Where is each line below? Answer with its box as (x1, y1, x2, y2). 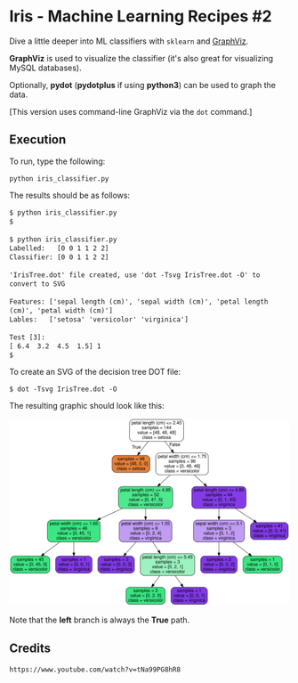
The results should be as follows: (9, 190, 131, 200)
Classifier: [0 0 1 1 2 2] (9, 252, 109, 262)
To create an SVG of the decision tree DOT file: (9, 366, 181, 377)
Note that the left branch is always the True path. (9, 614, 190, 625)
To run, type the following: (9, 156, 106, 167)
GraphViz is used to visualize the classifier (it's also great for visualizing (9, 53, 274, 63)
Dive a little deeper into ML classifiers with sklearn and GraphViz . (9, 36, 249, 46)
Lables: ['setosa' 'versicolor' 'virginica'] (9, 314, 189, 324)
